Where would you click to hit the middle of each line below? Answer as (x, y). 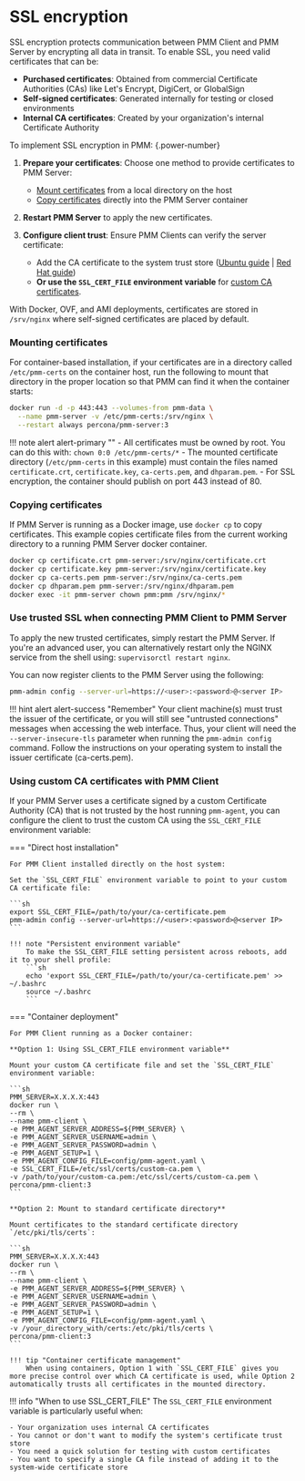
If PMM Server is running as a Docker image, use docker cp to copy (136, 525)
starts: (21, 391)
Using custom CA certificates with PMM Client (114, 781)
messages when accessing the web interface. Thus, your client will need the (153, 728)
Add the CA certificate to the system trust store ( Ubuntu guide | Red (163, 262)
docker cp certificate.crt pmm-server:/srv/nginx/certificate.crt (138, 561)
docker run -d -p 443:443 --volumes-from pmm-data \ (112, 408)
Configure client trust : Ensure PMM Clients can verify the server (144, 235)
